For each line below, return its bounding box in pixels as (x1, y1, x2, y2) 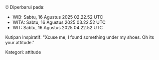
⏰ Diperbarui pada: (5, 4, 45, 10)
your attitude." (5, 40, 35, 45)
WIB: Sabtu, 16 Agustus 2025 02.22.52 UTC (12, 14, 103, 20)
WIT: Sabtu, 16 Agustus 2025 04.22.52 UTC (12, 25, 103, 30)
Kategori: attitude (5, 49, 41, 55)
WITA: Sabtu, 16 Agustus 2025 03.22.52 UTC (12, 19, 106, 25)
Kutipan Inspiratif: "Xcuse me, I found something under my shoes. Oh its (5, 34, 154, 40)
